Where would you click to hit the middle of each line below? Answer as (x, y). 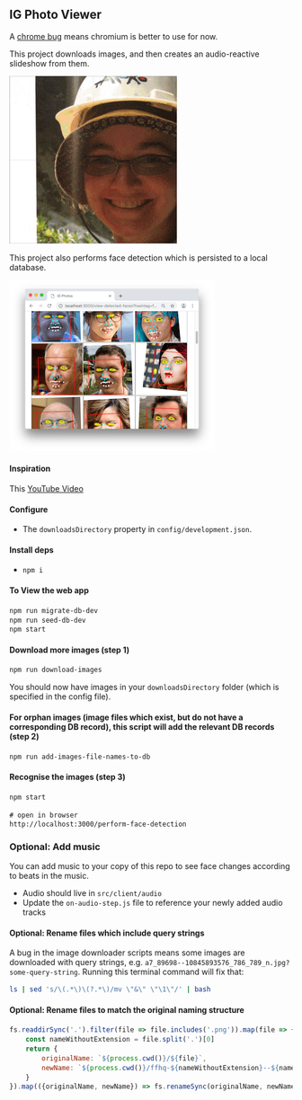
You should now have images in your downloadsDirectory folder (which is (144, 687)
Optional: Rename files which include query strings (107, 933)
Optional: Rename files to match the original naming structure (127, 1009)
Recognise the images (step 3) (67, 777)
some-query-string (44, 973)
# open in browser (44, 815)
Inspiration (30, 469)
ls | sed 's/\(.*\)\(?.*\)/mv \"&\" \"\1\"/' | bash (110, 989)
